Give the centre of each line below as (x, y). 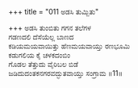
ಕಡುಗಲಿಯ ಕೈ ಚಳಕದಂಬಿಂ (40, 55)
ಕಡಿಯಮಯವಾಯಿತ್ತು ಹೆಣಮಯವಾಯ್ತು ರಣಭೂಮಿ (69, 46)
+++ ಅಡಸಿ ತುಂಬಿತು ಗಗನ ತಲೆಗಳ (50, 28)
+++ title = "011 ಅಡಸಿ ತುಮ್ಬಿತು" (54, 12)
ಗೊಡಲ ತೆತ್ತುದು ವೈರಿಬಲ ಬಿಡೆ (44, 64)
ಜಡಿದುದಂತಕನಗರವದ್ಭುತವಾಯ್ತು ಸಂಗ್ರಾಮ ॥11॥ (65, 73)
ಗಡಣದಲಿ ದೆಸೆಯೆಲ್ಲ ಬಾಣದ (41, 37)
